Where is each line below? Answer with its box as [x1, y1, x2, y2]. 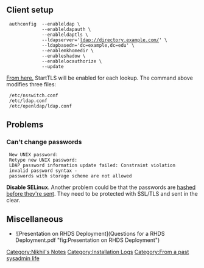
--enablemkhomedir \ [41, 47, 94, 53]
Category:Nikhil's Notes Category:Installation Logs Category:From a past [6, 249, 189, 256]
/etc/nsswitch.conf [9, 92, 59, 98]
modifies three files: [6, 80, 57, 88]
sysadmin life [6, 255, 40, 262]
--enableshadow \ [41, 53, 86, 59]
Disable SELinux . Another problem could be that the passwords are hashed [6, 184, 196, 191]
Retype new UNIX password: [9, 157, 78, 163]
